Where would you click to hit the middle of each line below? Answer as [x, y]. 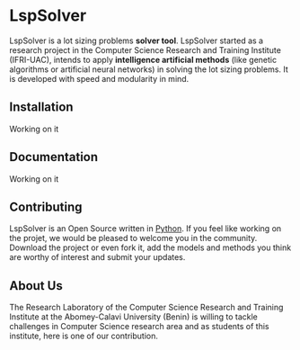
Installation [41, 108]
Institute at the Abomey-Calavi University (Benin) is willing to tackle [133, 317]
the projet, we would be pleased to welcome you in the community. [133, 238]
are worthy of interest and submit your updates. [97, 257]
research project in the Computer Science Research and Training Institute [145, 49]
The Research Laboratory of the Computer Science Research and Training [146, 308]
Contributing [46, 206]
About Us [36, 286]
